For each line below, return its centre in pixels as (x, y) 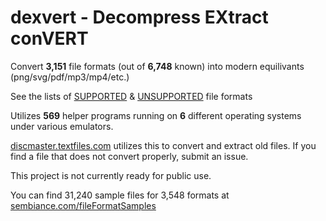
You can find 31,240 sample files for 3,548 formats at (120, 195)
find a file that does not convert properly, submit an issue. (129, 156)
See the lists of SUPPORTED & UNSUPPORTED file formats (131, 96)
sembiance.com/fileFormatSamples (83, 205)
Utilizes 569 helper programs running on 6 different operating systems (156, 115)
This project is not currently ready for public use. (111, 175)
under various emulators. (62, 126)
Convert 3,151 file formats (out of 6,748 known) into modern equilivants (157, 66)
